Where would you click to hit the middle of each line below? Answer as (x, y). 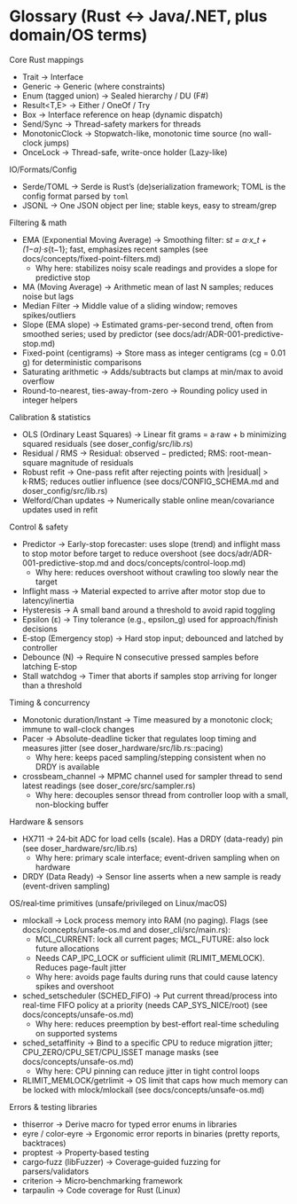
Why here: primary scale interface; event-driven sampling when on (157, 857)
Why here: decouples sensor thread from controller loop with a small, (162, 794)
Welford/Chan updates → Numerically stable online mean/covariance (148, 500)
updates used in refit (60, 509)
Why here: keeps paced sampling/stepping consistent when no (150, 757)
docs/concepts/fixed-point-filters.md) (91, 258)
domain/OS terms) (78, 35)
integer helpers (50, 400)
